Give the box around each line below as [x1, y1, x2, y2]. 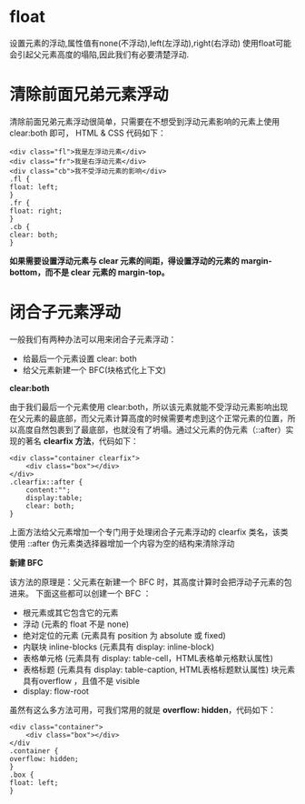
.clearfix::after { [9, 477, 84, 487]
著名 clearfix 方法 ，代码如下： [25, 435, 139, 447]
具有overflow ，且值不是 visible [22, 675, 141, 686]
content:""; [25, 485, 71, 495]
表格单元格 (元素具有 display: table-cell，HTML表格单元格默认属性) [22, 652, 274, 663]
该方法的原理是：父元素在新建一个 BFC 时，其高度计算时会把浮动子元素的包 [9, 576, 292, 588]
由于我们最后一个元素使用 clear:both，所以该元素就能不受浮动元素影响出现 [9, 401, 289, 412]
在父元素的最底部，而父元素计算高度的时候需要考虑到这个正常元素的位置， [9, 412, 288, 424]
